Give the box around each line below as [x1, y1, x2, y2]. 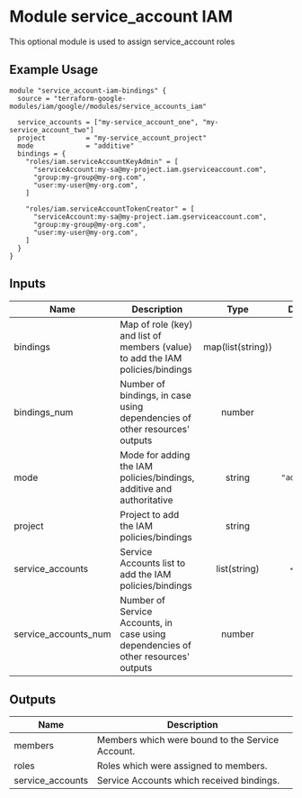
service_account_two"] [9, 125, 94, 134]
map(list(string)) [203, 340, 272, 353]
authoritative [120, 494, 173, 506]
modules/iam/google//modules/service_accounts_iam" [9, 102, 207, 111]
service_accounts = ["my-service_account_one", [17, 117, 200, 127]
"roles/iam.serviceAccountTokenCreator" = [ [25, 204, 195, 213]
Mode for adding [120, 449, 191, 461]
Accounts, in [120, 616, 173, 629]
